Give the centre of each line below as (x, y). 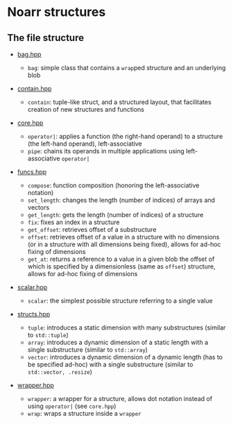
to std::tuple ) (48, 335)
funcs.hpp (32, 172)
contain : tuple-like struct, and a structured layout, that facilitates (119, 102)
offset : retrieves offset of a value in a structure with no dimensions (123, 237)
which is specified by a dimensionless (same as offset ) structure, (122, 266)
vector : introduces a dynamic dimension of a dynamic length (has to (125, 357)
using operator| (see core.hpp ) (72, 406)
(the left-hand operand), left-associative (85, 144)
